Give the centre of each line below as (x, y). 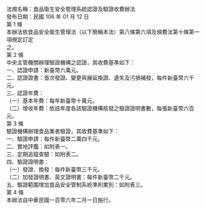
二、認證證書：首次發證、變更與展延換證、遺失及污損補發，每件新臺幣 (95, 78)
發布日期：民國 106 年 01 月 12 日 (48, 16)
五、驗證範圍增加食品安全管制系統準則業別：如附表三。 (76, 185)
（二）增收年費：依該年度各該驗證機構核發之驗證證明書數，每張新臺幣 (95, 108)
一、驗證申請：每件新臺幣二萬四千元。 (55, 139)
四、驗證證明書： (28, 162)
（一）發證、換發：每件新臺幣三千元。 (55, 169)
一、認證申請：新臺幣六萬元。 (44, 70)
